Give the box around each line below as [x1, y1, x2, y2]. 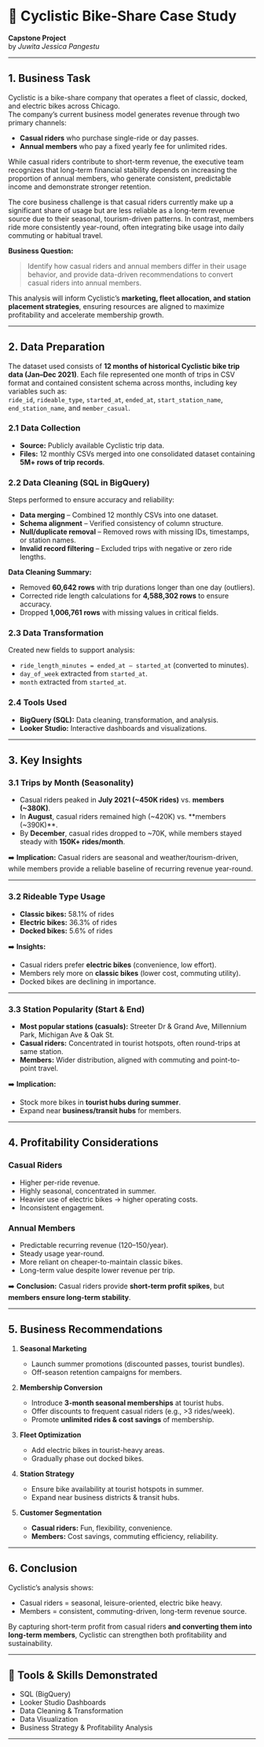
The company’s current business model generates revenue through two [8, 110, 240, 119]
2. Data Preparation [8, 341, 105, 354]
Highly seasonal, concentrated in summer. [19, 1186, 156, 1195]
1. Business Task [8, 72, 91, 85]
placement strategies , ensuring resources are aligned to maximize [8, 301, 225, 311]
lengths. [19, 552, 46, 562]
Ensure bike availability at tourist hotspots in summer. [31, 1484, 204, 1493]
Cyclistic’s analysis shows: [8, 1582, 94, 1592]
